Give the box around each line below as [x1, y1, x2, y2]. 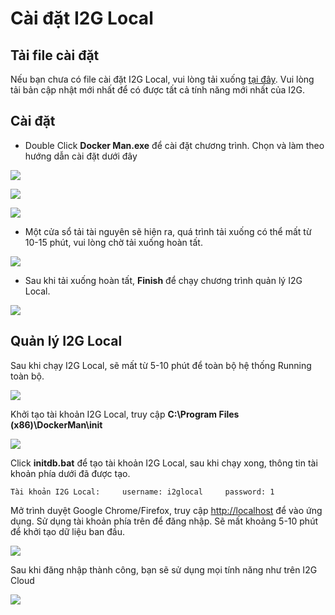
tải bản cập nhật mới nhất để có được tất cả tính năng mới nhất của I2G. [10, 84, 306, 96]
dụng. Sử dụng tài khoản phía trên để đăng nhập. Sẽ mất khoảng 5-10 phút [10, 515, 318, 527]
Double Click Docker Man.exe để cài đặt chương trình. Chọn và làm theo [24, 139, 325, 151]
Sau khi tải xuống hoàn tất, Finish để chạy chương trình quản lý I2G [24, 274, 303, 286]
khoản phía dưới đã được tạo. [10, 467, 131, 479]
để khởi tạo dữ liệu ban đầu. [10, 525, 126, 537]
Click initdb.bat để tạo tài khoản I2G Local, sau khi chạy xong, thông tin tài [10, 457, 318, 469]
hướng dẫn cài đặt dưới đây [24, 150, 138, 162]
